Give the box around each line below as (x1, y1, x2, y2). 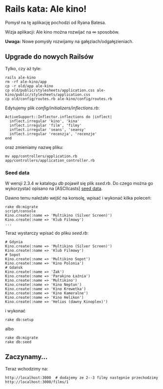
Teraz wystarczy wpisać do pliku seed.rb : (5, 230, 89, 236)
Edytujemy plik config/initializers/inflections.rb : (5, 105, 100, 111)
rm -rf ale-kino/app (5, 79, 47, 84)
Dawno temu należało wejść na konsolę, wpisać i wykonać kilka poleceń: (5, 195, 152, 201)
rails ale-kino (5, 75, 36, 80)
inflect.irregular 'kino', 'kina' (9, 119, 80, 123)
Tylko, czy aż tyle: (5, 65, 41, 71)
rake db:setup (5, 317, 34, 323)
